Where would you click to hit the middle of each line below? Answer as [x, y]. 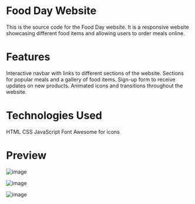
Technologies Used [54, 116]
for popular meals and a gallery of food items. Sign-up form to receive [91, 79]
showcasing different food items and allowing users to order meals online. [95, 33]
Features [28, 57]
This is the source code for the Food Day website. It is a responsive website [97, 27]
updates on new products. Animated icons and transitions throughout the [95, 86]
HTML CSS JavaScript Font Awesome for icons [63, 132]
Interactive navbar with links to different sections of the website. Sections [95, 73]
